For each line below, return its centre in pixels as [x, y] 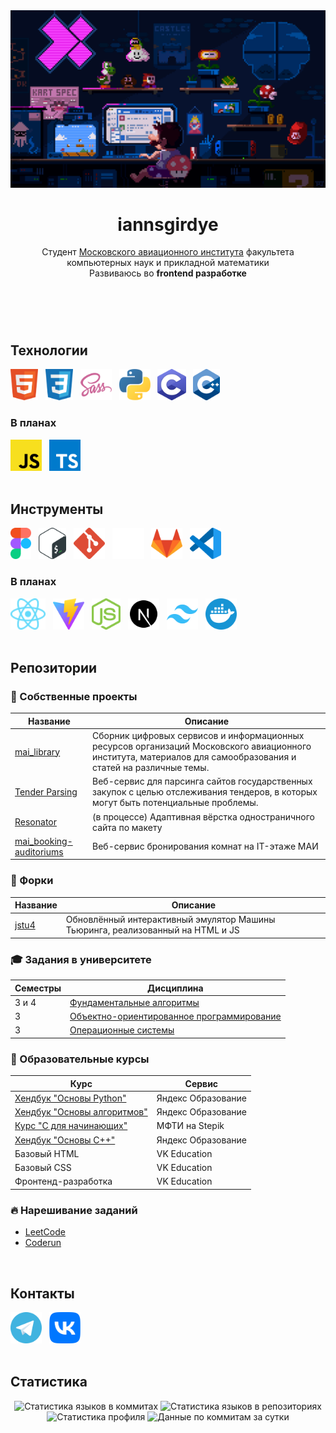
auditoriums [39, 851]
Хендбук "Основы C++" [65, 1140]
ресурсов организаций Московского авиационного [202, 746]
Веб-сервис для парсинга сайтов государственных [202, 781]
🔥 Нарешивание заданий [74, 1210]
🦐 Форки [32, 881]
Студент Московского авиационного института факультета [168, 252]
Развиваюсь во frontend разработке [168, 273]
